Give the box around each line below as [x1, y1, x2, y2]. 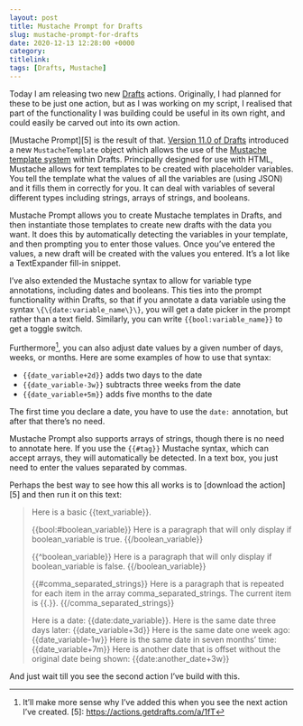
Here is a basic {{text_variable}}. [31, 507, 151, 517]
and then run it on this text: [22, 489, 122, 499]
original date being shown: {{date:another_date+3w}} [31, 653, 230, 664]
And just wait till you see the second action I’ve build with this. [9, 670, 241, 682]
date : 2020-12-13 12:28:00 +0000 [9, 38, 135, 48]
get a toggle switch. [9, 322, 83, 334]
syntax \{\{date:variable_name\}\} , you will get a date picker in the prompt [9, 303, 291, 314]
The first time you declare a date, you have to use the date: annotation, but [9, 405, 289, 416]
